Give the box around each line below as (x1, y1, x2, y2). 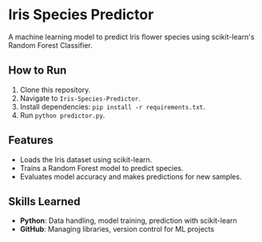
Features (8, 133, 54, 147)
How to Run (8, 64, 67, 77)
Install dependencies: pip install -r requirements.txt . (19, 101, 206, 111)
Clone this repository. (19, 85, 91, 94)
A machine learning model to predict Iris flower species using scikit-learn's (8, 32, 255, 42)
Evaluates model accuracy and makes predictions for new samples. (19, 172, 242, 181)
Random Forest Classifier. (8, 40, 93, 50)
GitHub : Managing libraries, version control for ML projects (19, 224, 215, 234)
